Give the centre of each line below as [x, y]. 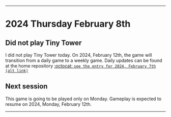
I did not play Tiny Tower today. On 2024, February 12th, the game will [79, 55]
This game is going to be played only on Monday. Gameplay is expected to [83, 99]
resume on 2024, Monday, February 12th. [49, 104]
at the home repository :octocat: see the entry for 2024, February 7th [81, 66]
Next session [26, 87]
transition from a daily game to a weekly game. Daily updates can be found [84, 60]
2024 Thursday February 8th [68, 24]
